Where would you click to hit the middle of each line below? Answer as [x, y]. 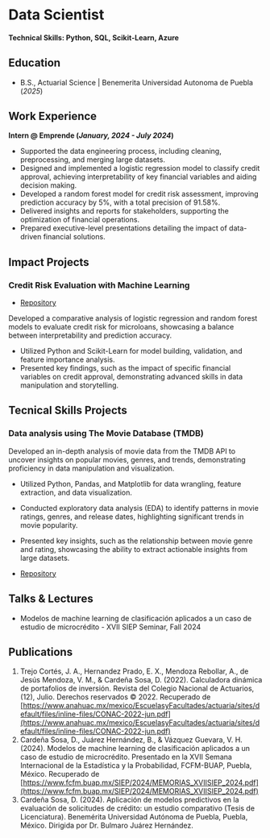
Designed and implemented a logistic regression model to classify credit [140, 168]
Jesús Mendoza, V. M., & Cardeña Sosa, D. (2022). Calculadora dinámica [141, 680]
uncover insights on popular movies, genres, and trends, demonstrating [127, 459]
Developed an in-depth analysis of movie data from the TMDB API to [122, 451]
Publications [41, 651]
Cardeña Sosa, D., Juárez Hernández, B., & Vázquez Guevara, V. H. [131, 740]
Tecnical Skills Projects [68, 411]
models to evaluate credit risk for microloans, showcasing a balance [121, 327]
